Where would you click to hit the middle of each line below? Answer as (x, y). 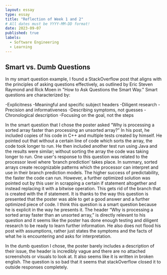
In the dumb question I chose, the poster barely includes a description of (80, 246)
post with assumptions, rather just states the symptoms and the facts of (79, 231)
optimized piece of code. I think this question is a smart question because (81, 205)
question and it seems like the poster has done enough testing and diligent (82, 221)
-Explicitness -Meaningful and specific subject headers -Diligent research (81, 105)
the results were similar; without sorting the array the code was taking (77, 151)
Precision (15, 110)
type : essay (17, 14)
